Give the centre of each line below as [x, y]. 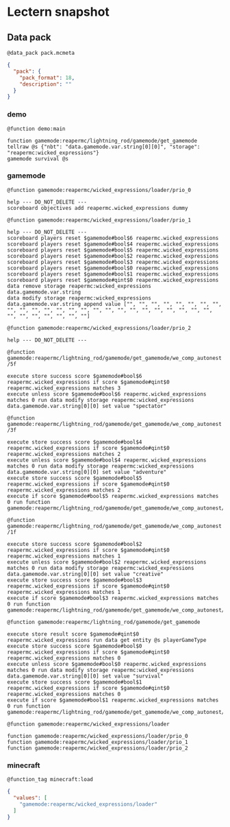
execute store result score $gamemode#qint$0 [73, 634]
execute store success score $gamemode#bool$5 [75, 478]
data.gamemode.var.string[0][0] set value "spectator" [87, 406]
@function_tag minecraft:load [50, 780]
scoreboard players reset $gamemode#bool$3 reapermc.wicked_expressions [113, 262]
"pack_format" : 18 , [47, 77]
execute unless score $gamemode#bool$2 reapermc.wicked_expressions [107, 562]
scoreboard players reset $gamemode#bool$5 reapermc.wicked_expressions [113, 250]
